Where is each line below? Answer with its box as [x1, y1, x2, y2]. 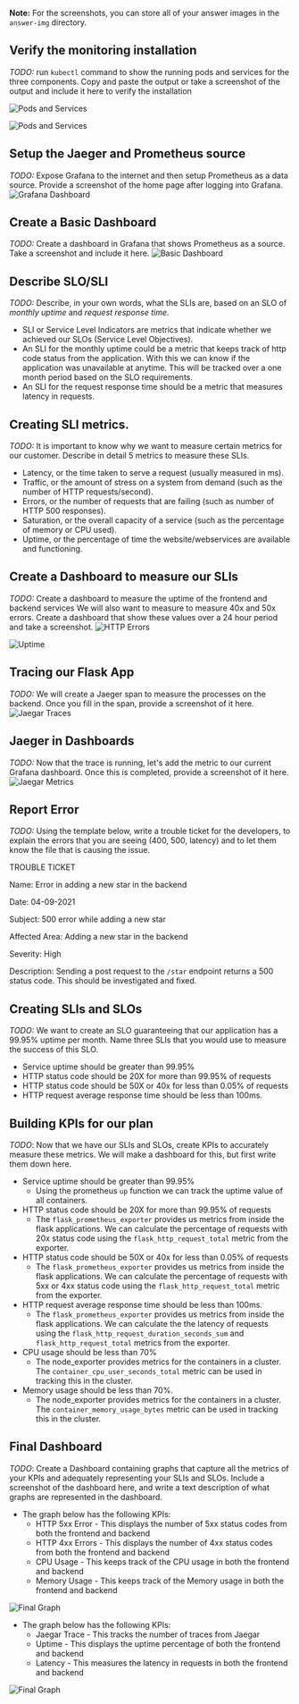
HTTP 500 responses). [21, 505, 106, 517]
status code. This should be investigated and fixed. [9, 975, 197, 986]
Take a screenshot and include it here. [9, 248, 150, 258]
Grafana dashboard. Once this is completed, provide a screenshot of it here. [9, 766, 289, 777]
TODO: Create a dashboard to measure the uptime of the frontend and [9, 593, 268, 603]
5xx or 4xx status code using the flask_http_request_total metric [35, 1280, 280, 1291]
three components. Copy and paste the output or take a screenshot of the [9, 76, 281, 87]
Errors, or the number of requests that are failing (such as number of [21, 496, 275, 507]
